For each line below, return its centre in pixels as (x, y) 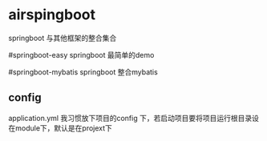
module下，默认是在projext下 (63, 128)
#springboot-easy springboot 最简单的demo (81, 54)
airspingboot (52, 15)
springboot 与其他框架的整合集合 (63, 38)
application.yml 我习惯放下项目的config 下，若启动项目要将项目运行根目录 (130, 118)
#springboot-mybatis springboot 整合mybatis (83, 72)
